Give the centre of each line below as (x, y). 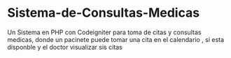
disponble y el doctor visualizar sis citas (65, 47)
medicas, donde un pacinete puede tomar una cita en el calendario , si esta (116, 39)
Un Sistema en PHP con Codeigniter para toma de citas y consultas (104, 32)
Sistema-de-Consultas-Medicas (104, 13)
